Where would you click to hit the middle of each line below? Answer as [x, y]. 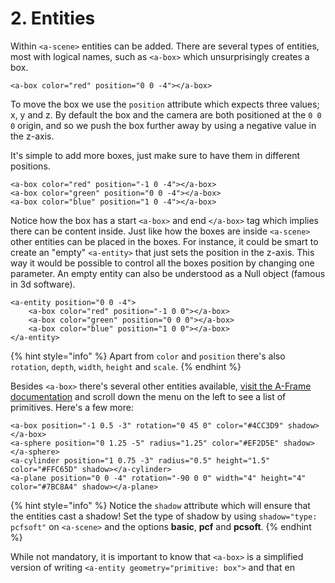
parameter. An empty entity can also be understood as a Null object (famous [168, 273]
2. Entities [53, 18]
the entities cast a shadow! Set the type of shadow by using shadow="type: [164, 516]
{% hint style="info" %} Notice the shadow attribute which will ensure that [160, 505]
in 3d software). [43, 284]
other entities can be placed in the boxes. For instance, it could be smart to [164, 241]
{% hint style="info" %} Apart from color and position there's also [148, 356]
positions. [30, 166]
